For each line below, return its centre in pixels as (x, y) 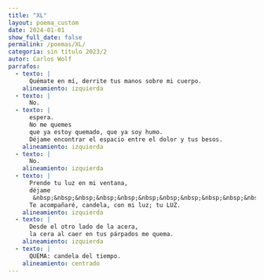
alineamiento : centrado (61, 264)
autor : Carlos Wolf (40, 60)
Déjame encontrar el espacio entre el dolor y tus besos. (126, 139)
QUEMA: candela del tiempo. (75, 256)
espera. (42, 118)
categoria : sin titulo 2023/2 (58, 52)
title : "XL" (27, 15)
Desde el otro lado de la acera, (84, 227)
